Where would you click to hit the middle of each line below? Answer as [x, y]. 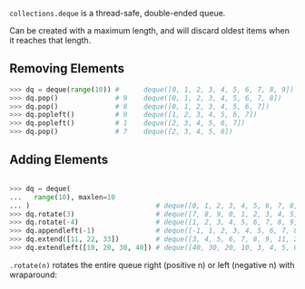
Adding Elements [59, 160]
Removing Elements [67, 68]
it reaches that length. [50, 40]
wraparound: [33, 275]
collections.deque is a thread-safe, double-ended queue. [118, 13]
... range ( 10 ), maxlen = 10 [63, 197]
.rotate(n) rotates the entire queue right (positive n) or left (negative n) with [152, 265]
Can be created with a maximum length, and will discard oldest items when [150, 30]
